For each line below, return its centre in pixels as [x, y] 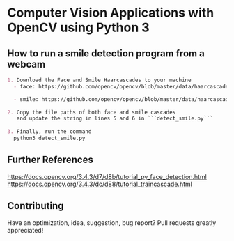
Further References [50, 160]
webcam [26, 64]
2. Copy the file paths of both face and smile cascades [92, 112]
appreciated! [25, 230]
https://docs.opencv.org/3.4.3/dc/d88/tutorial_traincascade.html [100, 184]
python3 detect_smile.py [49, 138]
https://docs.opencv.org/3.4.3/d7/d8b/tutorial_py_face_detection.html [107, 176]
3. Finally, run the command [49, 132]
